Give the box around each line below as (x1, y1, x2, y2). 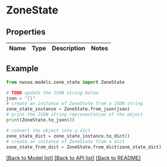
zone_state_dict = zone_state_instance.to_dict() (6, 133, 131, 139)
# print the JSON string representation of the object (6, 112, 143, 118)
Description (52, 45, 85, 52)
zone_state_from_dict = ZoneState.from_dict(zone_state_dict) (6, 144, 162, 150)
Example (6, 64, 39, 74)
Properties (6, 27, 46, 37)
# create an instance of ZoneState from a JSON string (6, 101, 143, 107)
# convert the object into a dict (6, 127, 91, 134)
